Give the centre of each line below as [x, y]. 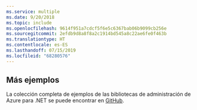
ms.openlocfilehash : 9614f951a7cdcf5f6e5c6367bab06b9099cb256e [87, 28]
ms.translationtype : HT [36, 39]
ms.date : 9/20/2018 [30, 17]
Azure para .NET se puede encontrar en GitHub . [65, 100]
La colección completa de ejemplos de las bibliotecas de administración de [98, 94]
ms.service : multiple [33, 12]
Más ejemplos [33, 80]
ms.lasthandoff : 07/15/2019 [41, 51]
